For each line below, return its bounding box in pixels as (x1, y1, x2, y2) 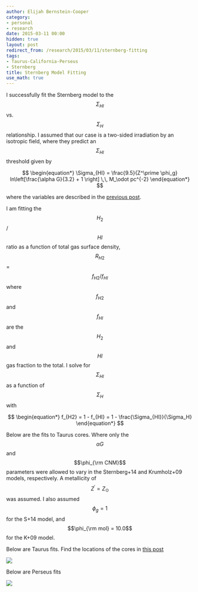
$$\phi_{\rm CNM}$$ (74, 459, 126, 466)
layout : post (6, 42, 39, 48)
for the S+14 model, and (6, 515, 65, 523)
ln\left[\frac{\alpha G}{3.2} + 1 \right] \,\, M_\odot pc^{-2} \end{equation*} (10, 175, 190, 182)
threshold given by (6, 158, 52, 165)
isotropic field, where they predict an (6, 137, 96, 144)
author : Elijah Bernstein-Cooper (6, 8, 89, 15)
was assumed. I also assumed (6, 496, 80, 503)
